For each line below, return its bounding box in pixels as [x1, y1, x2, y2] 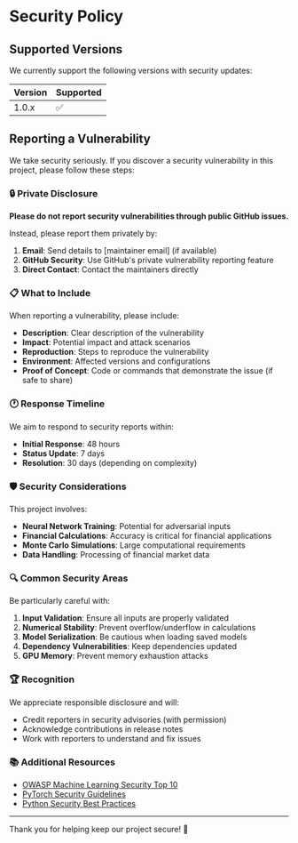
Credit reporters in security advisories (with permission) [21, 714, 227, 725]
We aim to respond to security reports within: [9, 421, 175, 432]
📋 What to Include [9, 287, 91, 300]
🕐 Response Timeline [9, 397, 106, 410]
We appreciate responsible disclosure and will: [9, 696, 180, 708]
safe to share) [21, 375, 74, 386]
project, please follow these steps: [9, 165, 135, 175]
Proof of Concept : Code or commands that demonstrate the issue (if [21, 365, 273, 376]
